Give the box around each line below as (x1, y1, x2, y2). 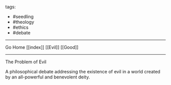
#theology (12, 19, 35, 25)
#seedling (12, 14, 34, 19)
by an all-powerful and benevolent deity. (5, 74, 90, 80)
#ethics (12, 24, 29, 30)
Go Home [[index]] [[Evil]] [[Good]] (5, 45, 79, 50)
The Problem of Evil (5, 59, 47, 65)
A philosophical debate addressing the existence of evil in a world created (5, 69, 160, 74)
